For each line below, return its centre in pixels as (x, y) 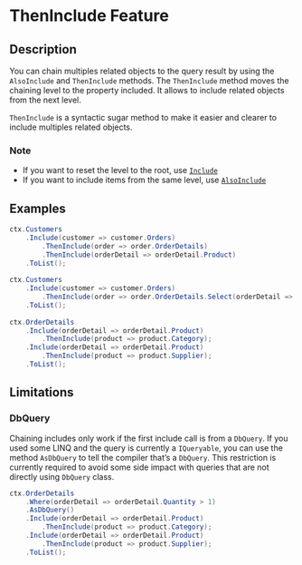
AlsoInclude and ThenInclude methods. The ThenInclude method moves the (149, 81)
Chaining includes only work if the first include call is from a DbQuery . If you (149, 438)
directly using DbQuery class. (62, 476)
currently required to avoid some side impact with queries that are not (139, 467)
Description (43, 49)
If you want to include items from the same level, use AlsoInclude (144, 180)
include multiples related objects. (71, 127)
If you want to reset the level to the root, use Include (120, 170)
